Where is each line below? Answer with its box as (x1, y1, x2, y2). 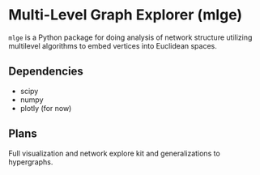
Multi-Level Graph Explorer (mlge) (8, 6, 243, 24)
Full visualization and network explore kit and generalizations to (8, 148, 220, 158)
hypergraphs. (8, 156, 53, 167)
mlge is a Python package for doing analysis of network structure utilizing (8, 32, 253, 42)
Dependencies (8, 65, 83, 79)
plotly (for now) (19, 103, 72, 113)
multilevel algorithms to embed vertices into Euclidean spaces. (8, 41, 217, 50)
